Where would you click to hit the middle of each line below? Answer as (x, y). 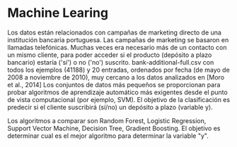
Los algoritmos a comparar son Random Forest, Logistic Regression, (107, 120)
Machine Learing (58, 13)
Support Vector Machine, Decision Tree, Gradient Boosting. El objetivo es (114, 128)
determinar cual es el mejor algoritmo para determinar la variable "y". (108, 136)
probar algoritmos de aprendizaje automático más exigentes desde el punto (117, 92)
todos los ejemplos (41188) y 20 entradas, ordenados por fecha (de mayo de (118, 70)
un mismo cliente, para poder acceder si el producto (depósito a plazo (110, 55)
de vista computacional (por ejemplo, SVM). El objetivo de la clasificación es (119, 99)
